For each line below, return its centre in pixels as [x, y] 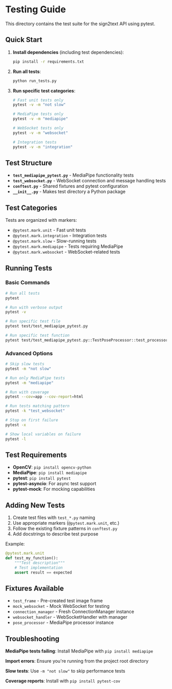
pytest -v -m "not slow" [39, 105]
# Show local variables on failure [43, 434]
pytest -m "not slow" [28, 369]
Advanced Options [29, 353]
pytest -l [16, 439]
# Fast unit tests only [38, 100]
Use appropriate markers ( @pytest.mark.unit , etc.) [66, 523]
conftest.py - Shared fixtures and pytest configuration [70, 186]
